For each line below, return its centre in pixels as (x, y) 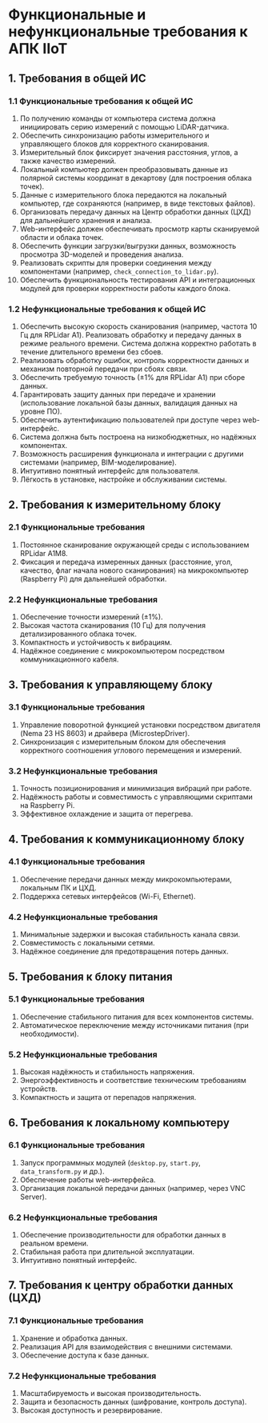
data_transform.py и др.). (62, 1171)
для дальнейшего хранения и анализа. (86, 220)
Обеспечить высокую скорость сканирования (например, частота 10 (138, 326)
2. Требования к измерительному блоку (115, 504)
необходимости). (49, 1033)
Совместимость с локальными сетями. (87, 943)
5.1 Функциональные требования (77, 999)
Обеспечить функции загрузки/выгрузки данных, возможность (128, 246)
